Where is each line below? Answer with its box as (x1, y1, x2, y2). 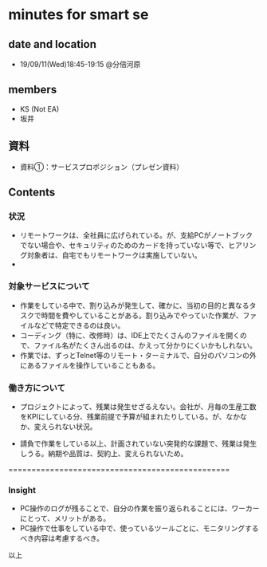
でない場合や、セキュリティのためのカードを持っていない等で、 (19, 241, 229, 250)
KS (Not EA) (19, 104, 60, 113)
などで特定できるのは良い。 (33, 321, 125, 330)
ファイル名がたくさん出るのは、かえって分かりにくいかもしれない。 (33, 341, 257, 350)
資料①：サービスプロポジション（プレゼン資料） (19, 162, 184, 171)
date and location (8, 37, 97, 51)
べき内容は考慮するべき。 (19, 534, 104, 543)
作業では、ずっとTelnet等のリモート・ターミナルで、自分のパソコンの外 (19, 350, 257, 360)
